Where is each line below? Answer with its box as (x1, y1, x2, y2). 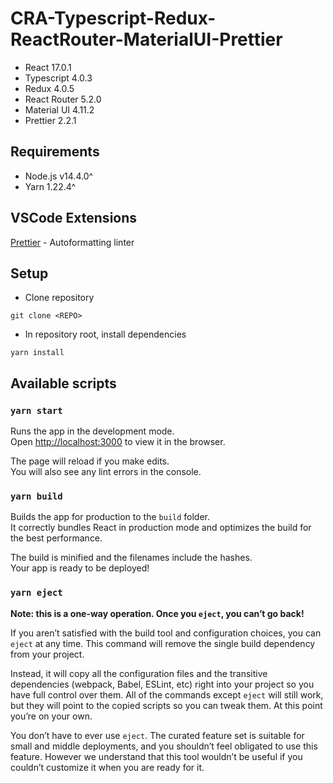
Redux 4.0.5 (24, 82, 75, 94)
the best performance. (10, 532, 103, 544)
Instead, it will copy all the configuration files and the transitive (10, 667, 268, 679)
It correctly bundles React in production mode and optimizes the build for (10, 522, 312, 534)
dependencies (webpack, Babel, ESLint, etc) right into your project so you (10, 678, 315, 690)
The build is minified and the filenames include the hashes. (10, 552, 253, 564)
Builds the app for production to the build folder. (10, 511, 211, 523)
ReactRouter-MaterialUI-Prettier (10, 28, 283, 51)
